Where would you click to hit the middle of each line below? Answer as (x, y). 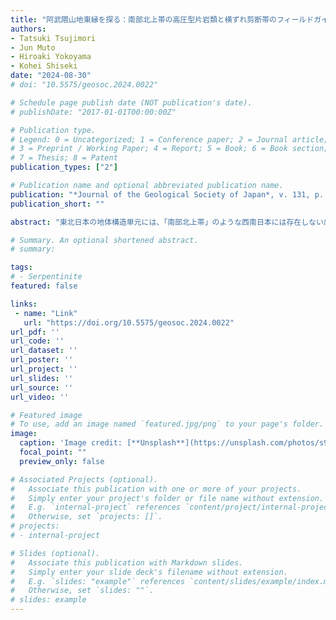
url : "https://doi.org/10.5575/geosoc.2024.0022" (129, 322)
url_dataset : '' (44, 351)
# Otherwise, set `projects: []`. (86, 517)
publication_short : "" (57, 204)
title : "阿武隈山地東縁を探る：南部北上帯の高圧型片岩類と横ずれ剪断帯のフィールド (162, 19)
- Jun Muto (33, 47)
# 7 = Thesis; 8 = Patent (64, 158)
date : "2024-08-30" (51, 76)
